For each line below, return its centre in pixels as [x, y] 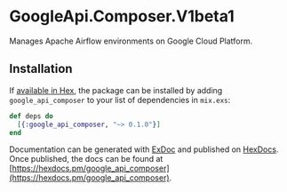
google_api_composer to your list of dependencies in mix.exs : [120, 100]
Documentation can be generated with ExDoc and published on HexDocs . [144, 149]
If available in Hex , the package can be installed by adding [116, 90]
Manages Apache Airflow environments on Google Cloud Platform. [131, 41]
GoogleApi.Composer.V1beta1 [122, 16]
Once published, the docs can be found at [86, 159]
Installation [41, 69]
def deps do [31, 116]
